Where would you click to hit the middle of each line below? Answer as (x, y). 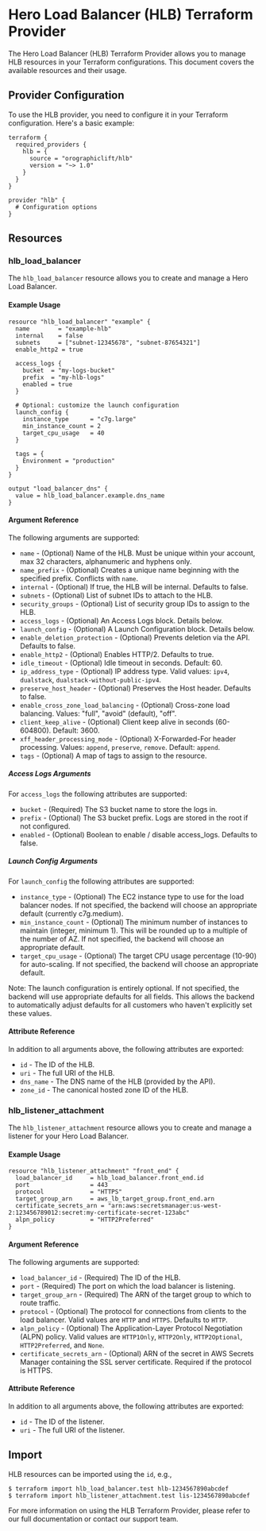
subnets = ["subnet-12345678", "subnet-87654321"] (108, 342)
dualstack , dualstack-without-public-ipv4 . (90, 679)
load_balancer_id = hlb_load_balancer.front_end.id (110, 1178)
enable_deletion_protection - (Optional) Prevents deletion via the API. (135, 637)
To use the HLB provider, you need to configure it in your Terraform (118, 114)
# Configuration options (56, 207)
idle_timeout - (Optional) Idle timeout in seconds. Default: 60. (121, 663)
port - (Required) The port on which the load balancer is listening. (127, 1285)
